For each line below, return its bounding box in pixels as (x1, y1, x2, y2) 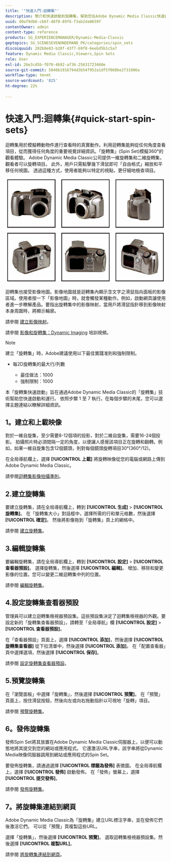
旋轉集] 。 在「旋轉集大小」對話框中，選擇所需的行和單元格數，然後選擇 (5, 510, 156, 517)
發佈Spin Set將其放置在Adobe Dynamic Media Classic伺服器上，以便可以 (5, 739, 159, 745)
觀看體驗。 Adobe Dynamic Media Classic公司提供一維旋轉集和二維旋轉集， (5, 154, 164, 161)
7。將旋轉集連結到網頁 (5, 802, 76, 811)
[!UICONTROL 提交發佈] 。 (5, 775, 60, 781)
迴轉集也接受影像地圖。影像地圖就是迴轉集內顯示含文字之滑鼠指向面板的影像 (5, 289, 166, 295)
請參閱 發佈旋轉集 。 (5, 786, 47, 792)
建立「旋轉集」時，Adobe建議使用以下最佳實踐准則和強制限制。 (5, 350, 140, 356)
